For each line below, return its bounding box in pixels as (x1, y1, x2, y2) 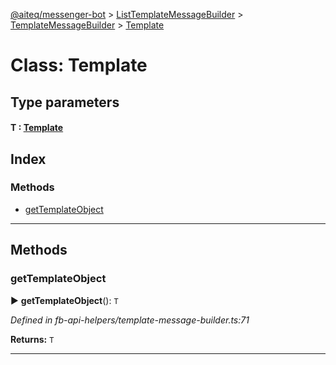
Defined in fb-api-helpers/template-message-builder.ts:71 (10, 314, 250, 326)
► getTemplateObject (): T (10, 294, 119, 306)
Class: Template (10, 54, 148, 77)
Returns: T (10, 333, 55, 345)
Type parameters (10, 94, 120, 111)
